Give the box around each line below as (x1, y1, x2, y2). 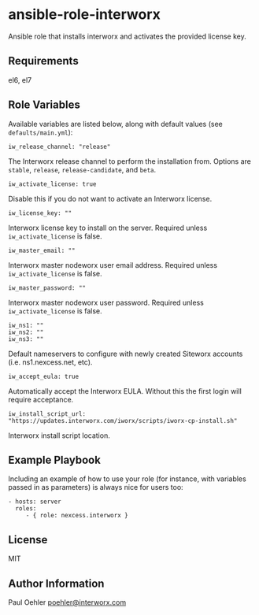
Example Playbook (8, 453, 101, 466)
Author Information (8, 576, 105, 590)
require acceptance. (8, 395, 74, 404)
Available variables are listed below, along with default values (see (8, 119, 223, 128)
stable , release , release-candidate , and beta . (8, 165, 157, 174)
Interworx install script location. (8, 431, 110, 440)
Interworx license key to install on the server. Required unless (8, 223, 208, 232)
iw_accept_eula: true (8, 372, 80, 380)
